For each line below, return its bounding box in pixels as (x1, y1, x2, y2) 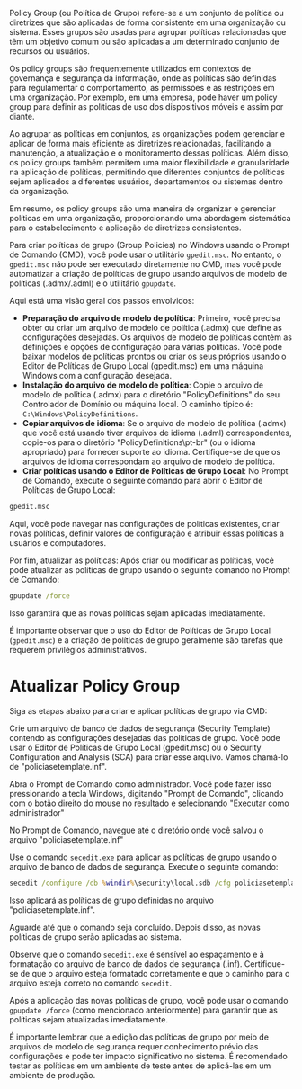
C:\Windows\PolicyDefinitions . (22, 408, 138, 419)
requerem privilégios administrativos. (9, 644, 147, 655)
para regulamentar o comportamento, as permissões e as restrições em (9, 83, 276, 93)
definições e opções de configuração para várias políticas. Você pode (22, 342, 283, 352)
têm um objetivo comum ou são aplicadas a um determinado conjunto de (9, 36, 280, 47)
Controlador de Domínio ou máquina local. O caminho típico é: (22, 399, 253, 409)
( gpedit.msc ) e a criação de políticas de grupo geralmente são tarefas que (9, 634, 284, 646)
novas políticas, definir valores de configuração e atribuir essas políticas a (9, 528, 285, 539)
